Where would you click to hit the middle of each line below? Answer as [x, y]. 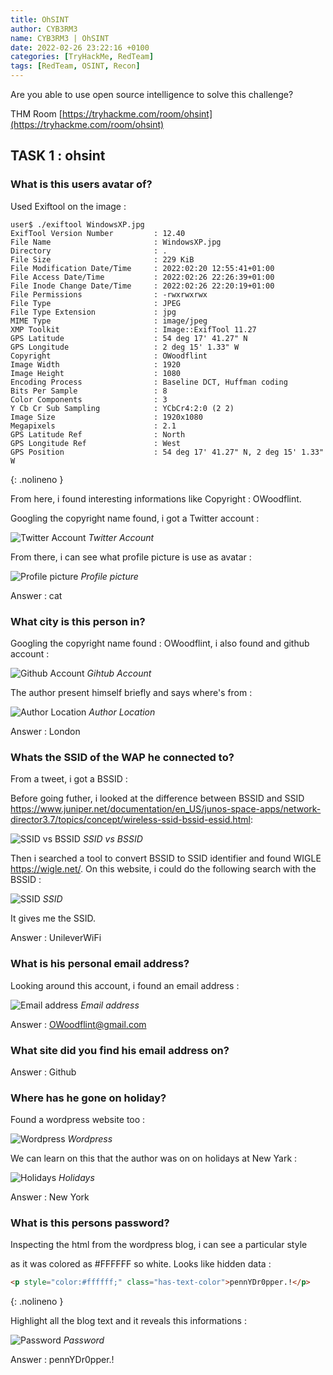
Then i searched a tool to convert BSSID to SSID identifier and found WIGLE [166, 858]
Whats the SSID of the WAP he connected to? [122, 757]
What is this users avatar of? [81, 184]
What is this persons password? [90, 1223]
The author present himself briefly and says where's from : [131, 692]
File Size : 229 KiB [102, 259]
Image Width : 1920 [96, 364]
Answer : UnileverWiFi [56, 938]
